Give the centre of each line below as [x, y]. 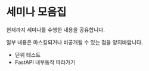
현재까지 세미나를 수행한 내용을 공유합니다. [56, 30]
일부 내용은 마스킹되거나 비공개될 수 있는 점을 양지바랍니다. [74, 42]
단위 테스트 [28, 54]
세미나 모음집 [36, 12]
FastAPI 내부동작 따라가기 [45, 62]
